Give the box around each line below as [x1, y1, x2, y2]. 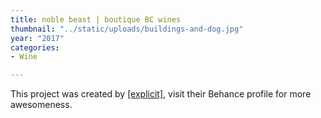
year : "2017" [10, 33, 65, 43]
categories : [10, 42, 60, 53]
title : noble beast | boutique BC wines [10, 14, 182, 25]
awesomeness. [10, 99, 73, 111]
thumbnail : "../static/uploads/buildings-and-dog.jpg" [10, 24, 244, 34]
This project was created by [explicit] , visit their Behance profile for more [10, 88, 312, 100]
